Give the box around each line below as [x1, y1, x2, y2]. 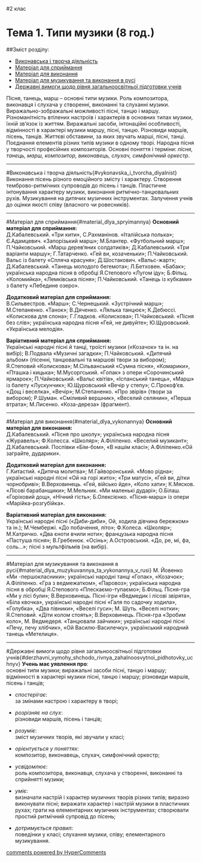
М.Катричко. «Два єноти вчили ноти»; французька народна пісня [6, 530, 173, 537]
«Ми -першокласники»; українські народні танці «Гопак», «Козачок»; [6, 572, 184, 580]
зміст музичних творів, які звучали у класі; [14, 733, 125, 740]
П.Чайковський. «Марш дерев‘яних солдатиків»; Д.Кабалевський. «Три [6, 243, 190, 251]
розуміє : [14, 727, 37, 734]
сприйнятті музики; [14, 776, 65, 783]
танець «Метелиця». [6, 630, 59, 637]
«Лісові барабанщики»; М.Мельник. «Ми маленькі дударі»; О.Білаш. [6, 487, 181, 494]
